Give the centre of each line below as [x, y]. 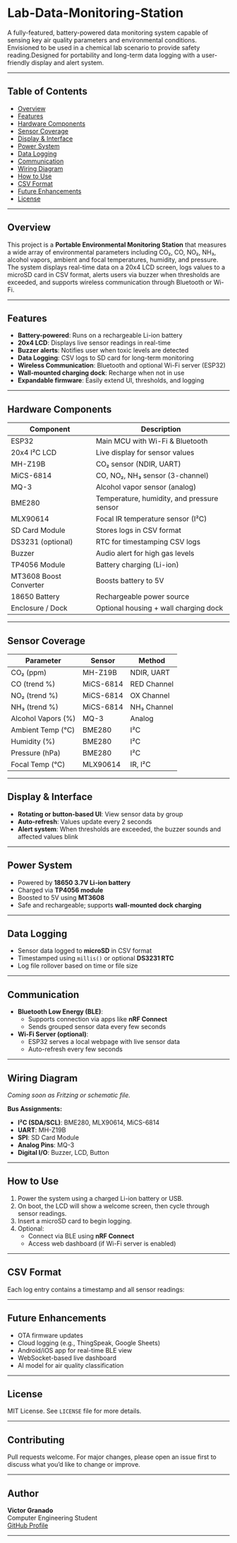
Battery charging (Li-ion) [137, 565]
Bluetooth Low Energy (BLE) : [60, 1011]
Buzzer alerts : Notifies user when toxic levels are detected [103, 351]
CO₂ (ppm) [29, 673]
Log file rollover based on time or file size [78, 966]
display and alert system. [68, 62]
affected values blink [48, 836]
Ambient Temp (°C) [43, 730]
